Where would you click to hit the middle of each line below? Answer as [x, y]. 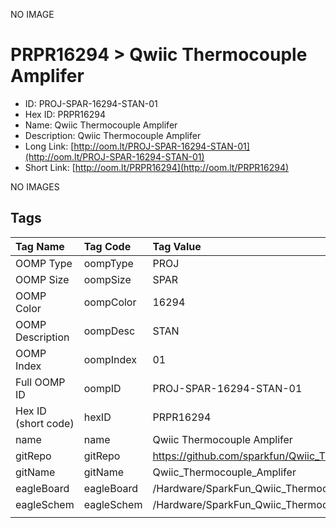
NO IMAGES [35, 186]
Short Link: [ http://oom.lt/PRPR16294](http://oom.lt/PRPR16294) [157, 167]
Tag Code [107, 246]
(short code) [45, 423]
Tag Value [177, 246]
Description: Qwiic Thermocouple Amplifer [113, 135]
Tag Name [40, 246]
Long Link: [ [49, 146]
